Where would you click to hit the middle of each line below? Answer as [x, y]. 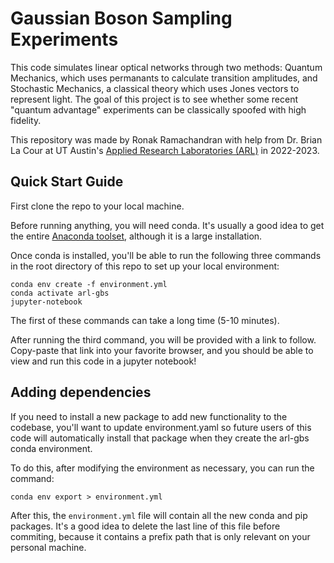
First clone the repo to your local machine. [97, 206]
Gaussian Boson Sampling [121, 18]
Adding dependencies [81, 392]
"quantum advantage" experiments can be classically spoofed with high [158, 109]
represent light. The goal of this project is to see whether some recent [154, 99]
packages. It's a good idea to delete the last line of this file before [145, 526]
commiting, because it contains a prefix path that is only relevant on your [160, 536]
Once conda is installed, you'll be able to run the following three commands [166, 255]
